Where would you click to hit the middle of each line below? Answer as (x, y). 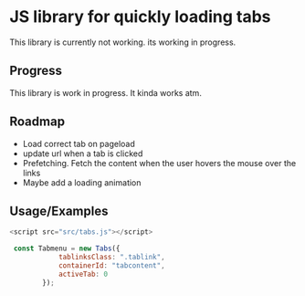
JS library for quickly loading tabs (140, 17)
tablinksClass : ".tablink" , (112, 258)
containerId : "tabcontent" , (112, 266)
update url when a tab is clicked (83, 153)
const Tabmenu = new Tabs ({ (67, 248)
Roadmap (37, 122)
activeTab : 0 (83, 274)
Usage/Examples (59, 211)
